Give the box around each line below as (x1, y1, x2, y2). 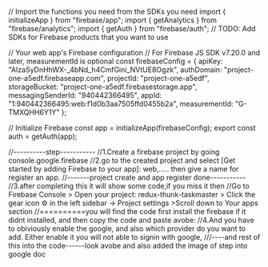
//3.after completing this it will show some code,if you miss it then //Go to (8, 181, 250, 191)
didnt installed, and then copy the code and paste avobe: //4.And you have (8, 216, 254, 225)
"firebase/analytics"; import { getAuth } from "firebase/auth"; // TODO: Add (8, 24, 256, 33)
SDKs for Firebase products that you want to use (8, 32, 169, 42)
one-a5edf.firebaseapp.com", (8, 74, 106, 83)
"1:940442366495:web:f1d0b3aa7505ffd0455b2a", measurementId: (8, 99, 234, 108)
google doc (8, 249, 46, 259)
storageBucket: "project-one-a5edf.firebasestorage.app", (8, 82, 198, 91)
